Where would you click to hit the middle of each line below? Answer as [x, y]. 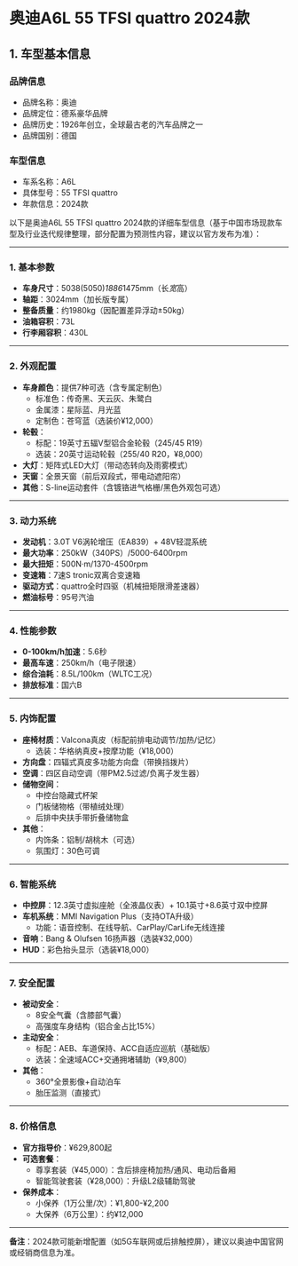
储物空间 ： [42, 784]
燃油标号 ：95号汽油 [58, 597]
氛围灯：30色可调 [67, 851]
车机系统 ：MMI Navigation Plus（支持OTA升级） [110, 916]
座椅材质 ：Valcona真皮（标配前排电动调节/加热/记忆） [121, 740]
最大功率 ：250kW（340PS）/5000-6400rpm [105, 553]
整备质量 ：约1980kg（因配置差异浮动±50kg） [105, 311]
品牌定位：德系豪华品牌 [65, 113]
